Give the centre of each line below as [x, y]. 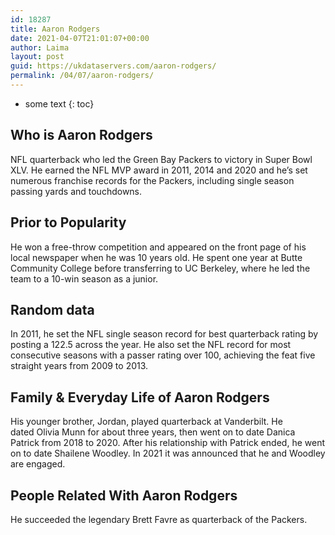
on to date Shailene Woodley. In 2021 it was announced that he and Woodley [168, 453]
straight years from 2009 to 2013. [79, 366]
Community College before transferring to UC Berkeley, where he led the [160, 268]
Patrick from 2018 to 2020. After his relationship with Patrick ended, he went [167, 443]
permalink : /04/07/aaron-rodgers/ [82, 76]
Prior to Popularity [68, 222]
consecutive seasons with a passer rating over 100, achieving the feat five [163, 355]
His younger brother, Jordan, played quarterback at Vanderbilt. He [146, 422]
